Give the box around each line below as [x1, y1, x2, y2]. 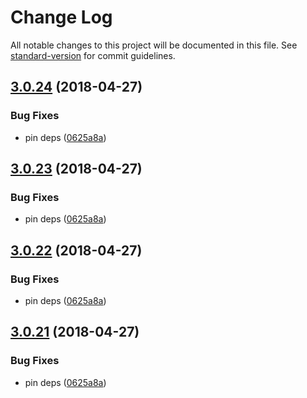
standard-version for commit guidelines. [10, 49, 176, 61]
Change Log [10, 6, 113, 29]
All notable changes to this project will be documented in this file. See [10, 39, 298, 51]
